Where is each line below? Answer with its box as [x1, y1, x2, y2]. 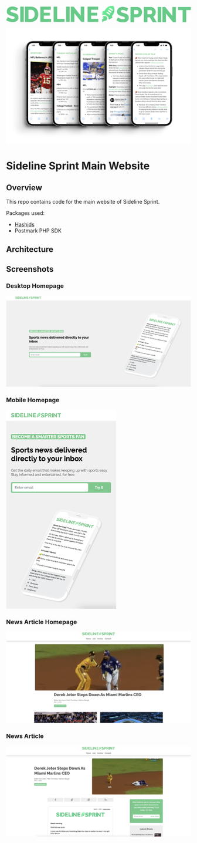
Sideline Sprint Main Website [6, 159, 150, 173]
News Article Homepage [6, 618, 77, 626]
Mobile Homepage [6, 396, 60, 404]
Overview [6, 183, 43, 193]
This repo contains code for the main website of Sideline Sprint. [6, 198, 160, 205]
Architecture [6, 244, 54, 254]
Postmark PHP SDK [14, 227, 62, 234]
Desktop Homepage [6, 282, 64, 290]
